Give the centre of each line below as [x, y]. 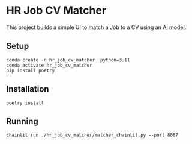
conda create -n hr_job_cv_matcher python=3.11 [68, 60]
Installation [28, 89]
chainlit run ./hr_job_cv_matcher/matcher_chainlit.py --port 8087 [92, 135]
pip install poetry [31, 70]
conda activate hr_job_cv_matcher [49, 65]
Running [22, 121]
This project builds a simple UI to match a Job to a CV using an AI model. [96, 27]
